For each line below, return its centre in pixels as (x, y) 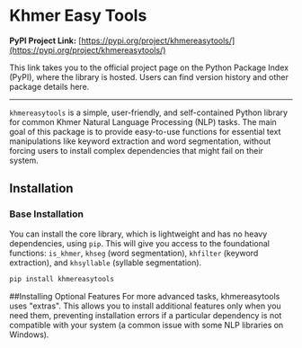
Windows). (29, 335)
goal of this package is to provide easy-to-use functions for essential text (145, 131)
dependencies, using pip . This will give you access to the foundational (139, 243)
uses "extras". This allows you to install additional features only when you (145, 306)
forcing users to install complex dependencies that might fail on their (136, 150)
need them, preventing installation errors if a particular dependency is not (146, 315)
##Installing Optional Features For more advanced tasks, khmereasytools (145, 296)
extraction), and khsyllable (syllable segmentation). (106, 263)
